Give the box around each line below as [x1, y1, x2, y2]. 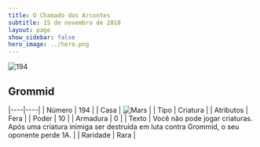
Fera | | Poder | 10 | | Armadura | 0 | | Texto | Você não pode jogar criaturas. [8, 113, 253, 123]
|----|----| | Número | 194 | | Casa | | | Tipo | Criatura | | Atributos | [8, 105, 249, 114]
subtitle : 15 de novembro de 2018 [8, 19, 122, 27]
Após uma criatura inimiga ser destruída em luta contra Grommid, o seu [8, 122, 240, 131]
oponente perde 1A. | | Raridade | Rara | [8, 130, 136, 139]
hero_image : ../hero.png [8, 41, 90, 48]
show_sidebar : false [8, 33, 76, 41]
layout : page [8, 26, 51, 34]
